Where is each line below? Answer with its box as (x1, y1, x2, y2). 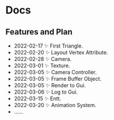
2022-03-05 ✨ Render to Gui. (13, 82, 86, 88)
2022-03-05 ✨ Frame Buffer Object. (13, 76, 102, 82)
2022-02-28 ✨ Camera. (13, 56, 72, 62)
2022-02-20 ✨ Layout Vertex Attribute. (13, 49, 109, 56)
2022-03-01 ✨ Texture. (13, 62, 71, 69)
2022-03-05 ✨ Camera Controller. (13, 68, 97, 76)
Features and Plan (5, 27, 72, 37)
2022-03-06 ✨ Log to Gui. (13, 88, 78, 95)
